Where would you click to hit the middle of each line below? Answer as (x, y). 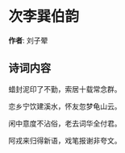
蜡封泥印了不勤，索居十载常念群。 (65, 89)
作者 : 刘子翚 (28, 40)
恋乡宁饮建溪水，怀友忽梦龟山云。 (65, 106)
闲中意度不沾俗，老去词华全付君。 (65, 123)
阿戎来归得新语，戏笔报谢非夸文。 (65, 140)
